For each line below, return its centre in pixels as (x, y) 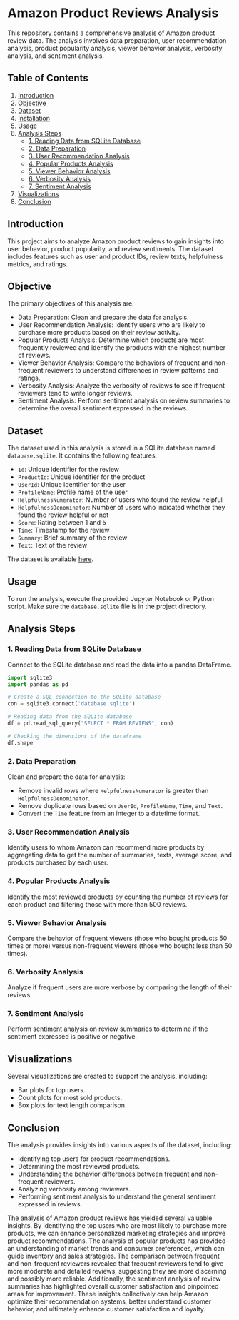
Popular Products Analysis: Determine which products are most (111, 340)
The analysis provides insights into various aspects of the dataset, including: (120, 1145)
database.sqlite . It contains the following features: (82, 455)
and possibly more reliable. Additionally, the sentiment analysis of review (114, 1279)
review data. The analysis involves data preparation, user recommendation (117, 40)
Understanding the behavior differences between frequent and (110, 1174)
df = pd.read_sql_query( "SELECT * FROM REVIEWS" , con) (91, 724)
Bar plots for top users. (51, 1090)
